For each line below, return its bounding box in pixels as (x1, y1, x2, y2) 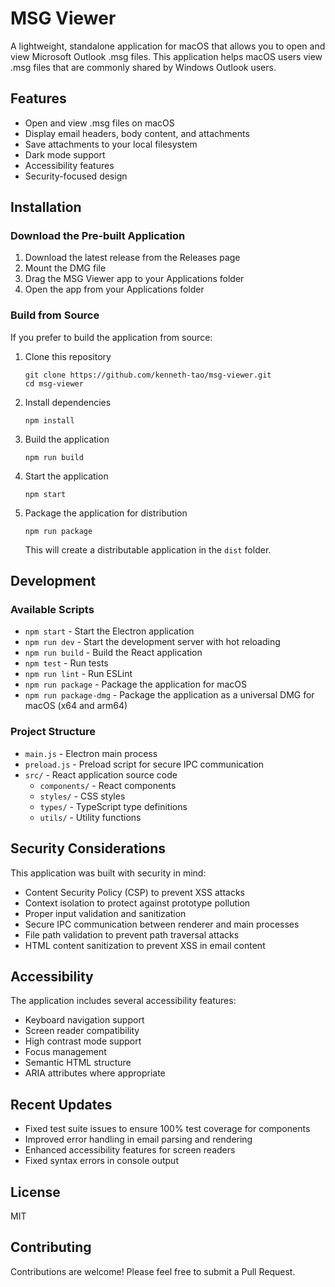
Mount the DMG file (24, 262, 107, 274)
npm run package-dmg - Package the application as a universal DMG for (24, 689, 315, 701)
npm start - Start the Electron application (24, 625, 195, 637)
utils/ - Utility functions (39, 811, 142, 823)
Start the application (24, 470, 109, 482)
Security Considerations (10, 840, 167, 857)
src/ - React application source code (24, 768, 178, 781)
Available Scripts (10, 603, 95, 617)
